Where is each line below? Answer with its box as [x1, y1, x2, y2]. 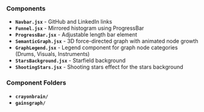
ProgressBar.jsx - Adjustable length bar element [15, 31, 138, 38]
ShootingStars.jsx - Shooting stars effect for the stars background [15, 63, 184, 71]
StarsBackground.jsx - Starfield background [15, 57, 126, 65]
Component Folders [6, 79, 66, 87]
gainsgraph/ [15, 100, 46, 106]
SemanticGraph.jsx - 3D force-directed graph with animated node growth [15, 38, 199, 45]
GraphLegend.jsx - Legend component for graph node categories [15, 44, 178, 51]
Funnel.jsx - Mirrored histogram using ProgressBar [15, 24, 144, 32]
